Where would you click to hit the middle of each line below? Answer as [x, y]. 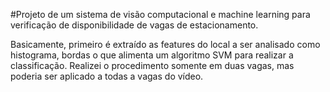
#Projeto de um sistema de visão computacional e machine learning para [160, 14]
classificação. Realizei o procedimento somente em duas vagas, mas [152, 65]
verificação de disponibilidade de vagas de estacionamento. [134, 25]
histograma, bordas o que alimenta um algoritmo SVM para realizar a [152, 55]
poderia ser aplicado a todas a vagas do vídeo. [107, 76]
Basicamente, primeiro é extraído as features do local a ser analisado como [165, 44]
